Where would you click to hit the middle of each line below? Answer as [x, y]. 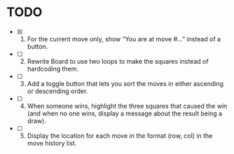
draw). [36, 120]
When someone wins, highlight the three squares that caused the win [127, 106]
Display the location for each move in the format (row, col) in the [120, 135]
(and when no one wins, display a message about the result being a [124, 113]
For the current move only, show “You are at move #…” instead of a [124, 38]
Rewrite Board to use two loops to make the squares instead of [118, 61]
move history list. [52, 143]
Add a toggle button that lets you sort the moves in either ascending [125, 83]
